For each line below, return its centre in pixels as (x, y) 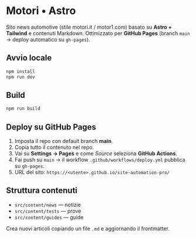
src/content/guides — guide (49, 217)
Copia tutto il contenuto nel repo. (54, 147)
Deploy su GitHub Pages (51, 127)
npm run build (23, 109)
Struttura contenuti (42, 191)
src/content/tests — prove (48, 211)
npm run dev (20, 77)
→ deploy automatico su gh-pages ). (48, 39)
